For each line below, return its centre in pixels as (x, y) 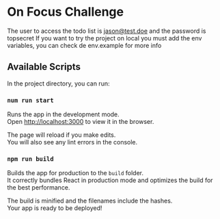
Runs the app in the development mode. (63, 114)
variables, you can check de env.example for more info (84, 45)
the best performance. (39, 188)
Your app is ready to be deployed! (55, 208)
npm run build (30, 159)
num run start (30, 100)
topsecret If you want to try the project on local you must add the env (105, 38)
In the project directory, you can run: (58, 83)
